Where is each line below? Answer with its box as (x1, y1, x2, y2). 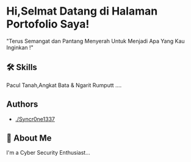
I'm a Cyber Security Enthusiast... (6, 149, 90, 157)
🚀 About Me (6, 133, 52, 143)
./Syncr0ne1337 (15, 115, 55, 122)
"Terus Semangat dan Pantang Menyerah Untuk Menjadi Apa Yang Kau (6, 37, 185, 44)
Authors (6, 99, 38, 110)
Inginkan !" (6, 44, 34, 51)
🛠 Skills (6, 62, 38, 72)
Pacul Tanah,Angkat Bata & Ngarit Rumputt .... (6, 81, 122, 89)
